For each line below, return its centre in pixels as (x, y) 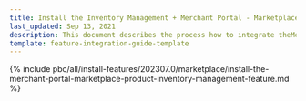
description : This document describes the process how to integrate (142, 35)
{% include (30, 69)
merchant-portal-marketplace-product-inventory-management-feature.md (149, 79)
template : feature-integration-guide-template (99, 43)
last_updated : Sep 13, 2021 (63, 26)
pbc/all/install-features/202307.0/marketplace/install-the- (161, 69)
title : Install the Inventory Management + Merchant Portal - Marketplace (154, 18)
